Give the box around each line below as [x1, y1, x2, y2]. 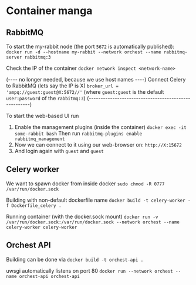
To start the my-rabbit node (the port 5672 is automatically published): [6, 43, 175, 50]
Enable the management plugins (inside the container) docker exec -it [14, 124, 187, 130]
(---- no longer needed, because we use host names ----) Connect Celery [6, 76, 186, 83]
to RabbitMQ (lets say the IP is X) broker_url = [6, 82, 119, 89]
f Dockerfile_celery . [6, 202, 62, 209]
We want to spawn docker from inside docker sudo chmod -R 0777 [6, 180, 165, 187]
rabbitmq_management [14, 136, 65, 142]
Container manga [6, 4, 93, 18]
